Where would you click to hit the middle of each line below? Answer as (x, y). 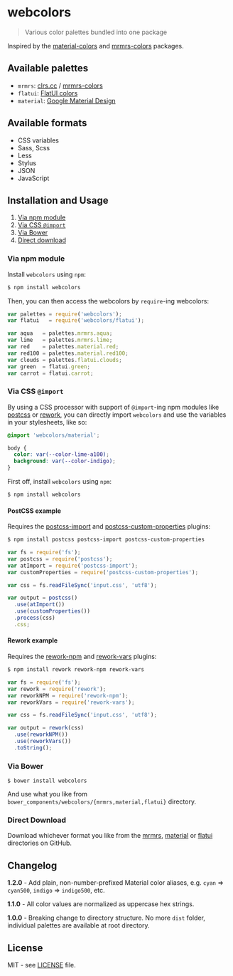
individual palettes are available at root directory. (79, 925)
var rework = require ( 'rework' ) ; (57, 689)
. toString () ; (33, 748)
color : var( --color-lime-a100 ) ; (62, 455)
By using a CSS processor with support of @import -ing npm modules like (113, 407)
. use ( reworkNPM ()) (41, 734)
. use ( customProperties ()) (52, 611)
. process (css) (34, 618)
